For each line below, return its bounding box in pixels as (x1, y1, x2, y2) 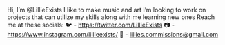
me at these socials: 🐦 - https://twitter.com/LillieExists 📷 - (7, 20, 175, 29)
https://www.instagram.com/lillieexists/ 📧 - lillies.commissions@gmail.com (7, 31, 219, 38)
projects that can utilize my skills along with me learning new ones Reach (7, 13, 215, 21)
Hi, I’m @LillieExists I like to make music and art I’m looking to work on (7, 6, 206, 14)
